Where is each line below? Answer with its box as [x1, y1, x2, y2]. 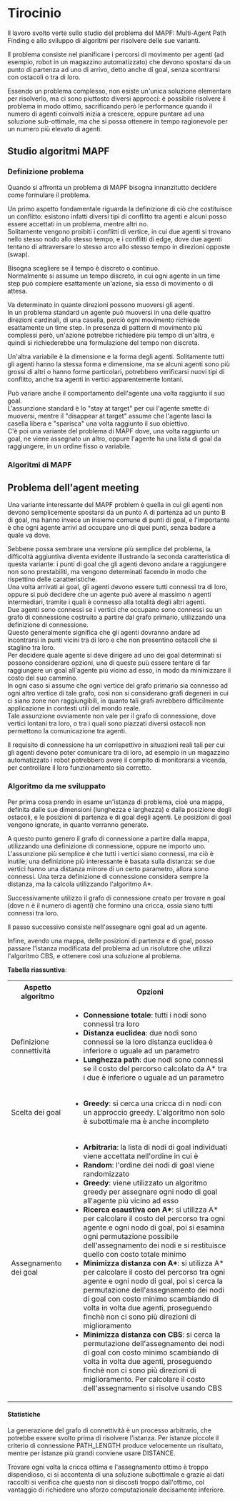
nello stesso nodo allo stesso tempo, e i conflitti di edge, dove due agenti [7, 234, 223, 244]
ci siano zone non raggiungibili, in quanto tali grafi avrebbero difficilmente [7, 696, 224, 705]
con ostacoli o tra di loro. [7, 73, 81, 81]
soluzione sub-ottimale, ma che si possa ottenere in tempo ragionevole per [7, 116, 228, 126]
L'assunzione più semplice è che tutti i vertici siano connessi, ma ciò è [7, 849, 214, 858]
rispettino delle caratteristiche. [7, 575, 98, 583]
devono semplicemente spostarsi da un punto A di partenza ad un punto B [7, 508, 226, 517]
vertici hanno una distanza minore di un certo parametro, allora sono [7, 864, 209, 873]
